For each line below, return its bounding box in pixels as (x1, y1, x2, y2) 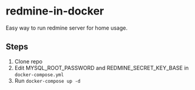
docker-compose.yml (14, 71, 64, 78)
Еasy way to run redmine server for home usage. (5, 24, 128, 31)
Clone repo (14, 57, 43, 65)
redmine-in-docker (5, 4, 104, 18)
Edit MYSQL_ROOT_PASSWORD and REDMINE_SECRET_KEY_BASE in (14, 64, 189, 71)
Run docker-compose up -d (14, 77, 81, 84)
